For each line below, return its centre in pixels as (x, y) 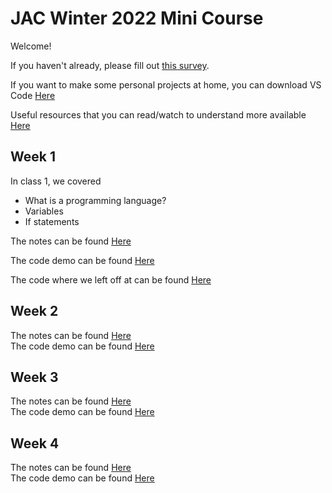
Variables (44, 211)
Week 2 (34, 311)
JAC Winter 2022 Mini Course (137, 18)
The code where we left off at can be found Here (111, 279)
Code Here (33, 95)
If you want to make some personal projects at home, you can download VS (166, 84)
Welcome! (31, 46)
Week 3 (34, 377)
